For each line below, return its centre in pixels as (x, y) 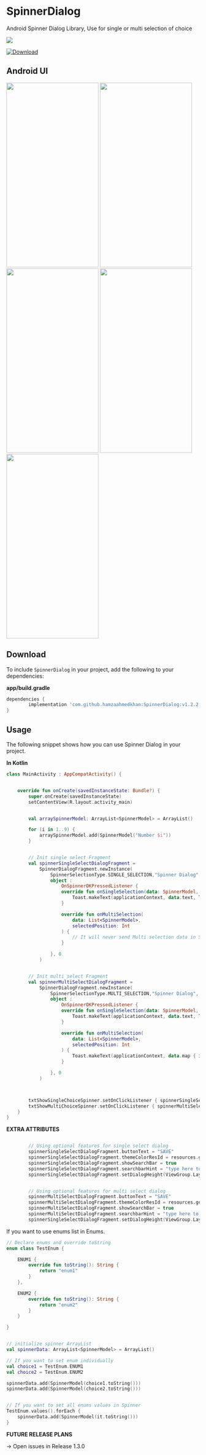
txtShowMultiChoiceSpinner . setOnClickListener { (92, 1106)
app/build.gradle (28, 688)
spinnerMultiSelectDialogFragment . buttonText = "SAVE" (100, 1197)
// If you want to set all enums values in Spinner (74, 1405)
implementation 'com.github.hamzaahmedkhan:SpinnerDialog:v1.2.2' (115, 705)
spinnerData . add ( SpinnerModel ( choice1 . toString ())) (74, 1383)
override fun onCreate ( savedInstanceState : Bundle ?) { (89, 791)
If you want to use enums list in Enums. (56, 1231)
